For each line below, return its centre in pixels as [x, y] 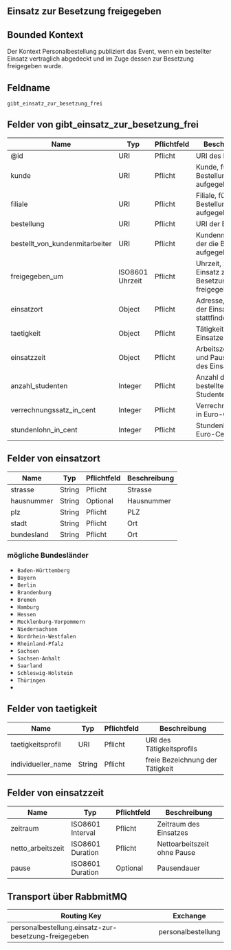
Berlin [26, 585]
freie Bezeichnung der [181, 760]
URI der [208, 223]
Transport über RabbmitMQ [67, 897]
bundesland [30, 534]
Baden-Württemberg [43, 570]
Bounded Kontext [45, 35]
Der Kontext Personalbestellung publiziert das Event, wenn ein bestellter [109, 52]
